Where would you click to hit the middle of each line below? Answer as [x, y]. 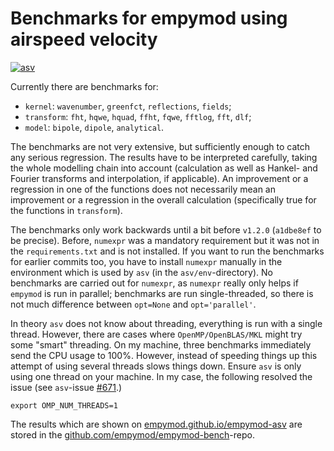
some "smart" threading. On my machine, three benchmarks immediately [161, 344]
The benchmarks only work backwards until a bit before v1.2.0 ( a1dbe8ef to [166, 229]
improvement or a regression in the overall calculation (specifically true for [163, 199]
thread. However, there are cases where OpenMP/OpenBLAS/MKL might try [156, 334]
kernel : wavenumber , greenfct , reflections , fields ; [128, 106]
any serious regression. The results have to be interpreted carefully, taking [164, 157]
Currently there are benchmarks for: [84, 86]
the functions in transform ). [66, 210]
